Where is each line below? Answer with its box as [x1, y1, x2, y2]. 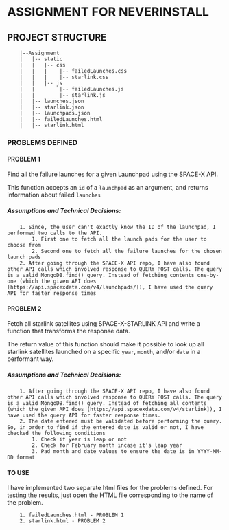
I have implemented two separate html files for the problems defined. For [7, 484, 213, 492]
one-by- [197, 272, 219, 279]
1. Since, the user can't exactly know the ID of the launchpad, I [19, 224, 216, 231]
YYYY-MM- [197, 448, 223, 455]
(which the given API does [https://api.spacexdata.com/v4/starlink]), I [7, 406, 223, 413]
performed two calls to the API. [7, 230, 103, 237]
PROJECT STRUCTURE [7, 32, 107, 43]
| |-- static [19, 56, 63, 63]
